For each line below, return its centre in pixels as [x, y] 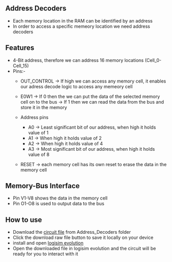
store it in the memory [44, 107]
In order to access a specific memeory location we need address [81, 26]
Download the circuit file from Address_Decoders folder [72, 232]
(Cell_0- [153, 60]
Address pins [34, 117]
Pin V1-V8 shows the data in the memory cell [60, 198]
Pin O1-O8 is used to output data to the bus [58, 204]
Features [20, 48]
